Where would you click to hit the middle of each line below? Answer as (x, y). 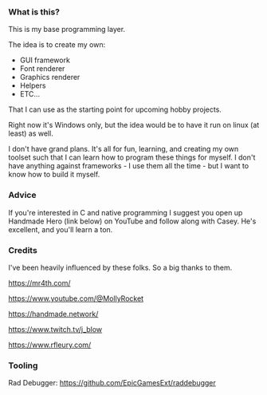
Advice (22, 196)
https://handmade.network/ (53, 314)
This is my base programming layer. (67, 30)
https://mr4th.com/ (39, 282)
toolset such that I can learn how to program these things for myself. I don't (132, 157)
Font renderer (42, 69)
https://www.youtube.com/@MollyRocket (76, 298)
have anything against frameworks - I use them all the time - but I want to (129, 166)
